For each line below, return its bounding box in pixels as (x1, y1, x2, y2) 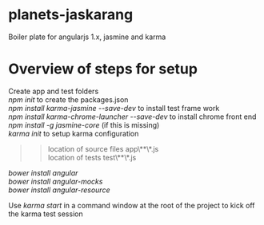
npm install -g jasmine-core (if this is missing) (8, 120, 160, 129)
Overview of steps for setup (8, 60, 198, 78)
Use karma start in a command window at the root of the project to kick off (8, 200, 255, 210)
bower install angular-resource (8, 185, 110, 195)
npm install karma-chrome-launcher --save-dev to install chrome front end (8, 112, 257, 121)
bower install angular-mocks (8, 176, 103, 186)
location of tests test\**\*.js (47, 152, 137, 162)
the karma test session (8, 209, 83, 219)
